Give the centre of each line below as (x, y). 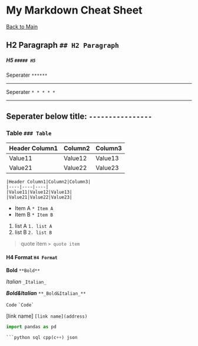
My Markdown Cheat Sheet (74, 10)
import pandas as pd (32, 327)
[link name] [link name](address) (47, 316)
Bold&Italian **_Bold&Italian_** (46, 293)
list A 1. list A (33, 226)
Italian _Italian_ (27, 282)
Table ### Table (29, 133)
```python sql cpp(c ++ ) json (42, 338)
